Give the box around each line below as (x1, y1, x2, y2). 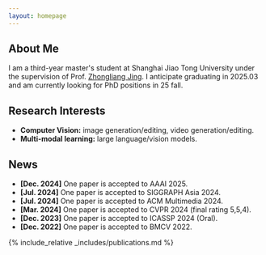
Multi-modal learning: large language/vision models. (19, 134, 198, 144)
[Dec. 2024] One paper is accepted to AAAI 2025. (19, 179, 188, 189)
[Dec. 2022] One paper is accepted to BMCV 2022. (19, 222, 192, 232)
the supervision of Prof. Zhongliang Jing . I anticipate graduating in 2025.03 (8, 72, 259, 82)
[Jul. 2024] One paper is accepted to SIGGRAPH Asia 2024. (19, 188, 221, 198)
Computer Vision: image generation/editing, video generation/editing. (19, 125, 255, 135)
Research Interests (8, 104, 106, 117)
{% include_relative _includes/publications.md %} (8, 238, 174, 248)
